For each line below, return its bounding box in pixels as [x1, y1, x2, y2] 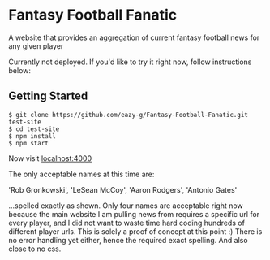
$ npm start [8, 139, 49, 147]
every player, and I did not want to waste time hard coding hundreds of [8, 218, 246, 227]
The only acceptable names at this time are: [8, 169, 155, 179]
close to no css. [8, 244, 62, 253]
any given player [8, 41, 64, 50]
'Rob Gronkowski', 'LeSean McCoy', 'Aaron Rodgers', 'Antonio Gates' [8, 184, 238, 194]
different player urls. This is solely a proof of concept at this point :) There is [8, 226, 263, 236]
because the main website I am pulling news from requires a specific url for [8, 209, 260, 219]
